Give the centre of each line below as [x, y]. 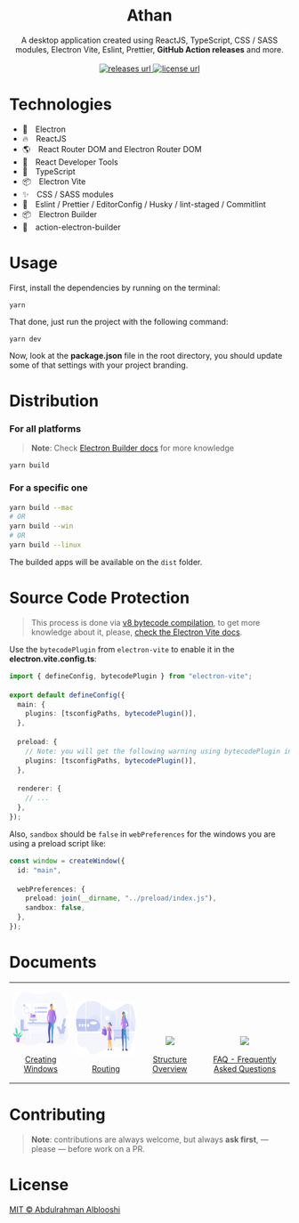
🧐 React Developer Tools [70, 162]
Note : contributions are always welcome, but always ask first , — [149, 1139]
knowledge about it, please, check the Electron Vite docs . [137, 632]
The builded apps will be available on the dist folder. [106, 562]
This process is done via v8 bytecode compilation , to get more [145, 622]
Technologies [61, 105]
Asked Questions [245, 1068]
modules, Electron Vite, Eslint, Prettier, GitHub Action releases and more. [149, 49]
